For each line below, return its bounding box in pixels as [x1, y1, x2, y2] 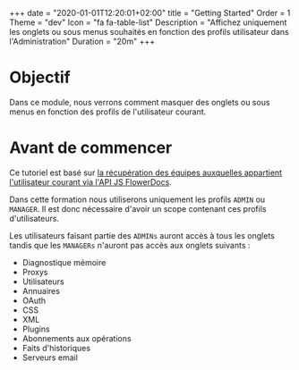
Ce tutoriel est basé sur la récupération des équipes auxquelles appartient [9, 167, 283, 178]
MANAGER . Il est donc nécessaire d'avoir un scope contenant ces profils [9, 203, 267, 214]
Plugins [21, 324, 51, 334]
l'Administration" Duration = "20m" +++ [9, 36, 155, 46]
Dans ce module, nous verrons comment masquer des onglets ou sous [9, 97, 270, 107]
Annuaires [21, 285, 61, 296]
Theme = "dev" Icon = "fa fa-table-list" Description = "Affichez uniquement [9, 17, 287, 28]
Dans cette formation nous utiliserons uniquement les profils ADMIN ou [9, 194, 266, 205]
